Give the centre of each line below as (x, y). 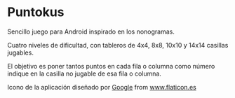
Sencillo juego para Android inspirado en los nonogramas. (91, 31)
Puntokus (36, 12)
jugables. (20, 52)
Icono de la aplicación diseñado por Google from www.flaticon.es (102, 87)
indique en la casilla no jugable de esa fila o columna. (84, 73)
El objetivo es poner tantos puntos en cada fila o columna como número (111, 66)
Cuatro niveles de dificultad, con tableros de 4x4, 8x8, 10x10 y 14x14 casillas (118, 45)
